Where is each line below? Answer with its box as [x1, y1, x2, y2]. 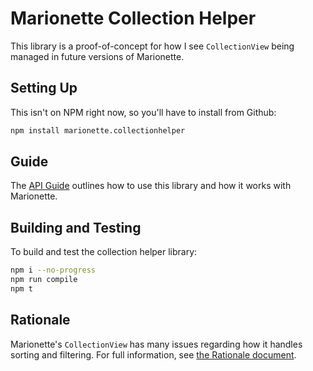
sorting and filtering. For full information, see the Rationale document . [10, 348, 297, 361]
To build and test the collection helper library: [10, 246, 198, 258]
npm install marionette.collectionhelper [10, 125, 186, 136]
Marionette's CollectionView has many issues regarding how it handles [10, 338, 303, 350]
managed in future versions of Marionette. [10, 50, 185, 62]
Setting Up [10, 80, 78, 97]
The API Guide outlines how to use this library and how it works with [10, 180, 292, 192]
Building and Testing [10, 219, 142, 236]
